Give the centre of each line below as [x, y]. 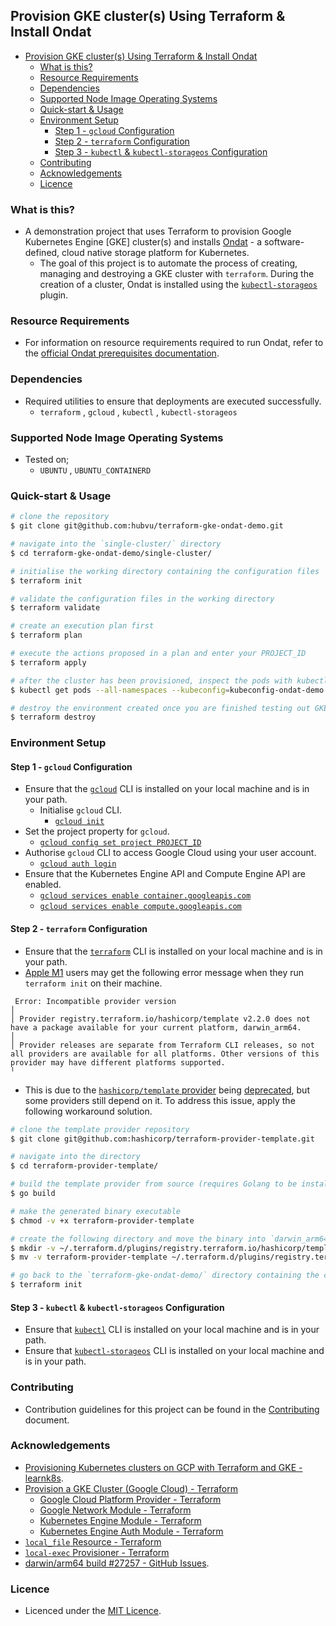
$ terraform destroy [53, 717]
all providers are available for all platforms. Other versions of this [165, 1054]
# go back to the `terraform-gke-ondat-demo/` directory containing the [165, 1275]
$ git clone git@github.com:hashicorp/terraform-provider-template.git [162, 1139]
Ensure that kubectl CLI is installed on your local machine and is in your [172, 1330]
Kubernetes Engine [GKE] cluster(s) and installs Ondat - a [143, 242]
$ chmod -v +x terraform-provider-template [102, 1220]
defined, [42, 253]
